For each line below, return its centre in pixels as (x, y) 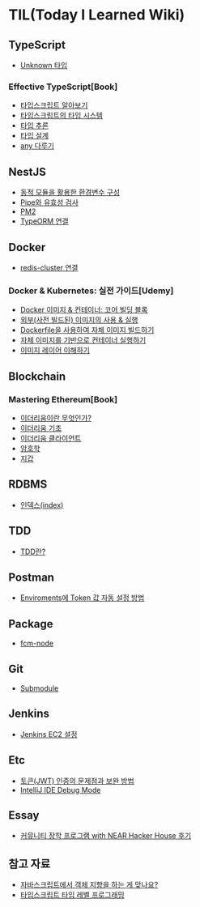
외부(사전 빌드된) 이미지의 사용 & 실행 (79, 320)
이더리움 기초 (41, 428)
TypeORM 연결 (44, 221)
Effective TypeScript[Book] (63, 87)
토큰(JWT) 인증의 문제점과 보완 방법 (77, 781)
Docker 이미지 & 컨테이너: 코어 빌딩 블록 (84, 310)
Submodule (39, 688)
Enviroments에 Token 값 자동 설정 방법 (82, 598)
